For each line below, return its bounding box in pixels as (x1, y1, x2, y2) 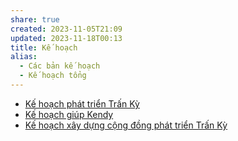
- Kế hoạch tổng (19, 71, 87, 81)
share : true (10, 14, 60, 25)
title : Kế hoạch (10, 42, 78, 53)
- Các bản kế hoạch (19, 61, 101, 71)
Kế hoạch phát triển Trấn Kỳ (24, 97, 140, 110)
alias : (10, 52, 38, 62)
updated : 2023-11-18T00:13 (10, 33, 123, 43)
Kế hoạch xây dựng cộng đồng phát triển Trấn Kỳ (24, 119, 228, 131)
